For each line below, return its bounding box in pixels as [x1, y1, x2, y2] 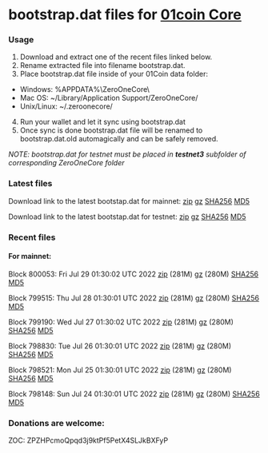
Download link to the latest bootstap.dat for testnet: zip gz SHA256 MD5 [8, 212, 246, 221]
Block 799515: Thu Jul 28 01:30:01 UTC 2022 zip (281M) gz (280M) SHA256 [8, 293, 260, 303]
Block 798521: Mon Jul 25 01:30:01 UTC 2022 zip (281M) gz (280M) [8, 365, 232, 375]
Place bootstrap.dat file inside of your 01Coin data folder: [19, 70, 208, 79]
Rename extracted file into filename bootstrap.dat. [19, 61, 186, 70]
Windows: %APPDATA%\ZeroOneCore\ [19, 85, 150, 94]
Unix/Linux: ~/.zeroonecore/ [19, 101, 114, 111]
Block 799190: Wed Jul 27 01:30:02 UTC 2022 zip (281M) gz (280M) [8, 317, 234, 327]
